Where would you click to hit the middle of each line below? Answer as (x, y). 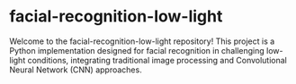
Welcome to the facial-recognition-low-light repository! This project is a (142, 41)
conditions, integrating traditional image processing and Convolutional (157, 60)
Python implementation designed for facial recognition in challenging (137, 50)
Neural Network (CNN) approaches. (76, 70)
